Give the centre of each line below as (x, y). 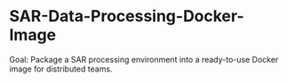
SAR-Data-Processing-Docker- (127, 16)
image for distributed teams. (61, 69)
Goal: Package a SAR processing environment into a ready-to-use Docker (144, 59)
